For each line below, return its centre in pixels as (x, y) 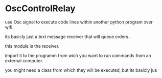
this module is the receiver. (32, 46)
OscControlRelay (40, 9)
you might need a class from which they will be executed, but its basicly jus (81, 70)
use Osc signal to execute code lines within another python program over (79, 22)
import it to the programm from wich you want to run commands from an (78, 55)
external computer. (24, 60)
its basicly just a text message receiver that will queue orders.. (68, 37)
